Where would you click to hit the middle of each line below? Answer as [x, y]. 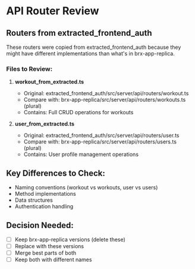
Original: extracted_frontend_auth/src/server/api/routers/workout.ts [106, 93]
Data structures [34, 200]
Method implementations [45, 194]
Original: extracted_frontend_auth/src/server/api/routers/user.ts [101, 136]
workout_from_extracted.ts [49, 82]
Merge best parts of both [45, 253]
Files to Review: [29, 68]
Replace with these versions [49, 246]
